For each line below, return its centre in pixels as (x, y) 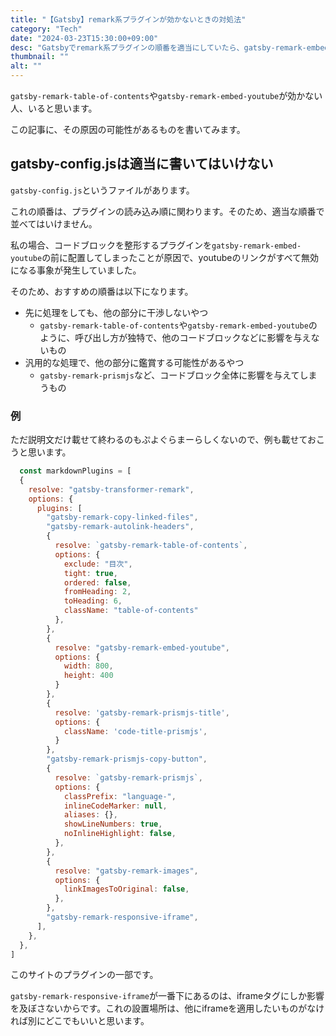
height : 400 (88, 676)
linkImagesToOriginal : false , (126, 889)
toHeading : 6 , (93, 601)
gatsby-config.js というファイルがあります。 (102, 190)
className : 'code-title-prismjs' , (135, 731)
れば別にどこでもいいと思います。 (80, 1021)
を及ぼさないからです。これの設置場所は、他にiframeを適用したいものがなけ (167, 1008)
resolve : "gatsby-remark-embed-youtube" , (142, 647)
